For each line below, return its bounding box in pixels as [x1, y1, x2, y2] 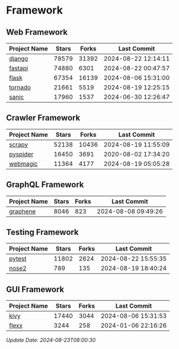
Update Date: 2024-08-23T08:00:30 [6, 337, 96, 344]
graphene [9, 207, 37, 216]
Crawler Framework [6, 113, 81, 123]
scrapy [9, 140, 28, 148]
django [9, 54, 28, 63]
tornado [9, 83, 31, 92]
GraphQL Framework [6, 180, 84, 190]
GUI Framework [6, 284, 65, 294]
